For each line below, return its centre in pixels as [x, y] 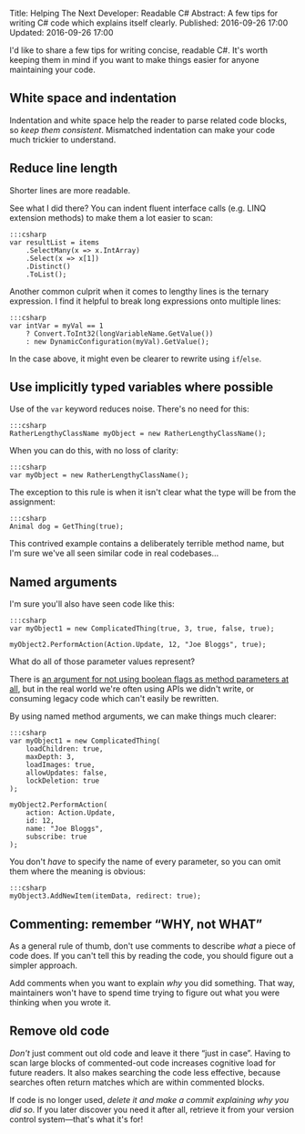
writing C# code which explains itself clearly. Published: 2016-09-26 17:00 [149, 23]
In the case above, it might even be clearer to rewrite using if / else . [136, 359]
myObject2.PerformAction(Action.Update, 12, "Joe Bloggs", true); [138, 645]
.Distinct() [48, 266]
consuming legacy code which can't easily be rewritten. [114, 699]
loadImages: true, [61, 765]
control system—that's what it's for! [76, 1119]
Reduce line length [64, 168]
